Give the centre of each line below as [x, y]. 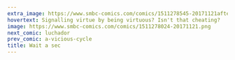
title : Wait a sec [34, 46]
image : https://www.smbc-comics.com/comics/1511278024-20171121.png [109, 26]
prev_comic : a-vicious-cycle [50, 39]
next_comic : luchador [39, 33]
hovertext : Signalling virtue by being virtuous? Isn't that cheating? [114, 20]
